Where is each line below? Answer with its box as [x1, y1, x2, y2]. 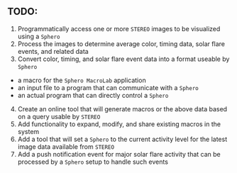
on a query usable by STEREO [17, 112, 101, 121]
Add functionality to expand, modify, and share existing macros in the [17, 120, 221, 128]
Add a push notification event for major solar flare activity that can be [17, 150, 221, 158]
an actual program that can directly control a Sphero [17, 91, 169, 99]
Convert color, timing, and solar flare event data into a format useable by [17, 55, 230, 63]
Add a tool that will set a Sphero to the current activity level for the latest [17, 135, 228, 143]
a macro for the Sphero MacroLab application [17, 76, 147, 84]
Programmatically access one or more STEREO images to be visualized [17, 24, 221, 33]
